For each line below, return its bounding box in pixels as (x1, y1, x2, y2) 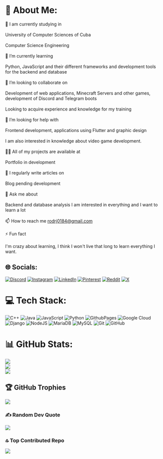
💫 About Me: (5, 4, 58, 16)
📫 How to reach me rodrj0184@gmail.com (5, 217, 93, 224)
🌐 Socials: (5, 263, 38, 271)
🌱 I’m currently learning (5, 52, 53, 59)
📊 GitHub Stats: (5, 338, 73, 349)
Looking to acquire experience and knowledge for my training (5, 106, 132, 112)
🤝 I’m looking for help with (5, 116, 59, 122)
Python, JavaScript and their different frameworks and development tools (5, 63, 156, 69)
